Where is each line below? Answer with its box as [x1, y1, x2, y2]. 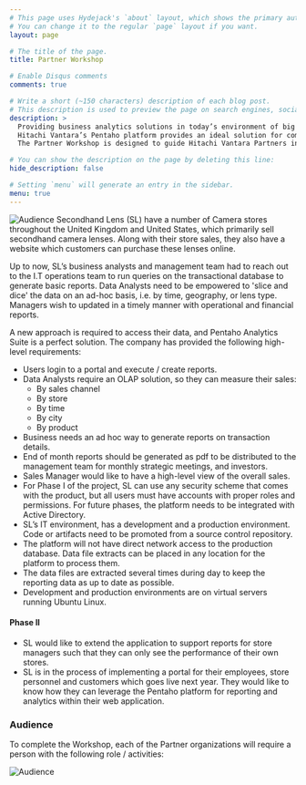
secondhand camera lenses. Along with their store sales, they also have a [9, 233, 285, 244]
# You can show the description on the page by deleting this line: [9, 156, 275, 165]
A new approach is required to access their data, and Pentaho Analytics [9, 326, 279, 337]
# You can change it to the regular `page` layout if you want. [9, 22, 259, 31]
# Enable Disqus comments [9, 72, 107, 81]
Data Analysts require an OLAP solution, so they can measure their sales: [22, 373, 297, 384]
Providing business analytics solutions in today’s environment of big [17, 122, 296, 131]
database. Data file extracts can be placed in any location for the [22, 548, 266, 559]
